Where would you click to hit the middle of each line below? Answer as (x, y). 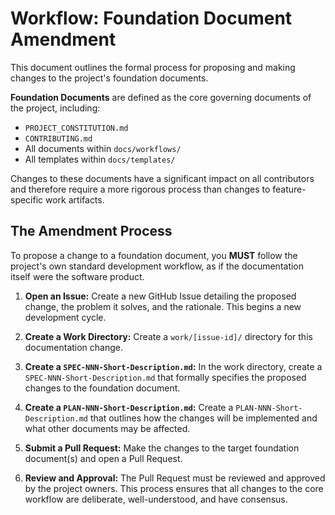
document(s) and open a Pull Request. (103, 458)
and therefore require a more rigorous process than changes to (140, 189)
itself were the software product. (77, 276)
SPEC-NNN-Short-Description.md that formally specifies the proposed (165, 377)
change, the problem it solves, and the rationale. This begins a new (163, 306)
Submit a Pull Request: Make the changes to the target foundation (162, 448)
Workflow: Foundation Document (151, 18)
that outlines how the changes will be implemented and (203, 418)
